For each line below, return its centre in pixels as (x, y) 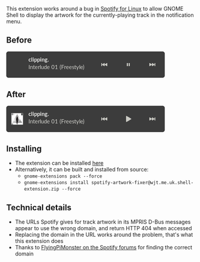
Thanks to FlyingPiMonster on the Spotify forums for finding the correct (104, 248)
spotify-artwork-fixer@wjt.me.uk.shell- (142, 183)
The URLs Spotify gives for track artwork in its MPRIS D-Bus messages (103, 222)
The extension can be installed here (59, 163)
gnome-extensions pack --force (63, 176)
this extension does (39, 241)
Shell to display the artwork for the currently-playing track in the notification (100, 15)
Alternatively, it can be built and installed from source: (82, 170)
